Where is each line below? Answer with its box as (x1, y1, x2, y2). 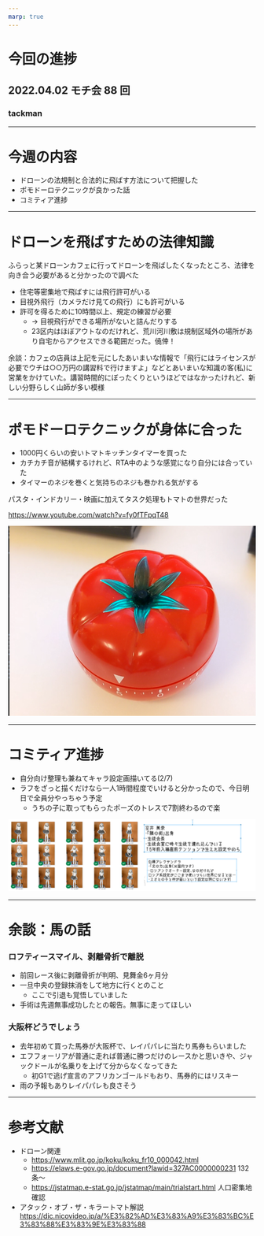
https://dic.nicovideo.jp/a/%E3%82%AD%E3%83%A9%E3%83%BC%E (19, 1211, 254, 1220)
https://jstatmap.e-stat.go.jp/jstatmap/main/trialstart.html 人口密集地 (31, 1182, 253, 1192)
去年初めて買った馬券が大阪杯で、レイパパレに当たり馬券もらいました (19, 1041, 247, 1051)
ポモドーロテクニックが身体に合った (8, 421, 243, 439)
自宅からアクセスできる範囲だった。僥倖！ (38, 336, 176, 346)
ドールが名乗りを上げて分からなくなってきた (33, 1060, 178, 1071)
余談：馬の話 (8, 922, 92, 939)
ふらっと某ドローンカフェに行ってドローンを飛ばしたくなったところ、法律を (8, 261, 255, 270)
